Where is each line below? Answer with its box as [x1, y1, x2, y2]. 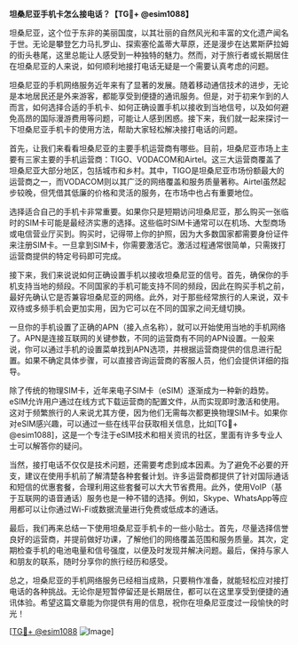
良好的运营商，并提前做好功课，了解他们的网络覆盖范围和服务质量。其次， [9, 534, 281, 545]
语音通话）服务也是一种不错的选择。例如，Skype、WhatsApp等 [47, 493, 280, 503]
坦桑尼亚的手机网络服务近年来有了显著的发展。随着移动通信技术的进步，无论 [9, 80, 289, 90]
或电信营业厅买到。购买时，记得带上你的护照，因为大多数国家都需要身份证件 [9, 228, 289, 239]
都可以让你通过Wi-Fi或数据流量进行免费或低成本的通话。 [16, 504, 223, 514]
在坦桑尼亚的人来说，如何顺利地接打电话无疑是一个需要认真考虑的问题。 [9, 61, 273, 71]
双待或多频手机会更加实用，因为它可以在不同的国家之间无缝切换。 [9, 303, 250, 314]
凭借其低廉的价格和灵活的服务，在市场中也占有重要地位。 [47, 187, 258, 198]
